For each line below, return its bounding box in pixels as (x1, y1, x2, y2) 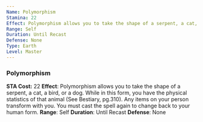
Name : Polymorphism (6, 9, 56, 15)
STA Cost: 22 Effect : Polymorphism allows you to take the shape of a (6, 83, 181, 90)
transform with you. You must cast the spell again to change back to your (6, 102, 190, 110)
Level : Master (6, 49, 43, 55)
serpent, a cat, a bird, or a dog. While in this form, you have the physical (6, 89, 187, 96)
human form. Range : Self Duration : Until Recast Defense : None (6, 109, 166, 116)
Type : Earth (6, 43, 37, 49)
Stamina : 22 (6, 15, 37, 21)
